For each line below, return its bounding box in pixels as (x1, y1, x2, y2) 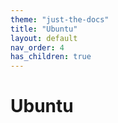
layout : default (10, 33, 78, 43)
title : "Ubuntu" (10, 24, 78, 34)
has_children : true (10, 52, 92, 62)
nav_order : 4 (10, 42, 65, 53)
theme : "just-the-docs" (10, 14, 110, 25)
